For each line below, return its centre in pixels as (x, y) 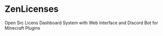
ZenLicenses (32, 9)
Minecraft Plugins (22, 28)
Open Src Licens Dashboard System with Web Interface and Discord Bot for (81, 23)
